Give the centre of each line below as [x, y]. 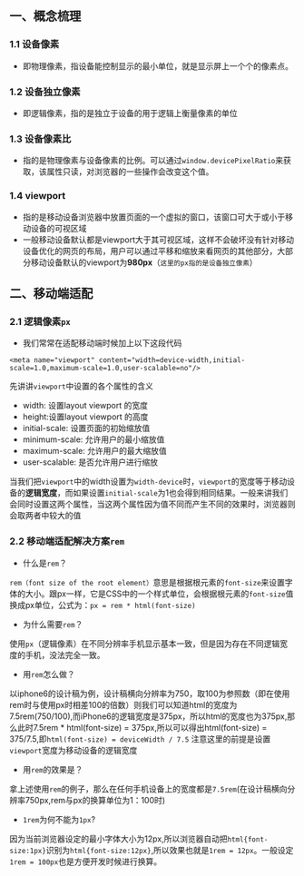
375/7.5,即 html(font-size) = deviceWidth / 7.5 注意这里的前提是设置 [140, 739]
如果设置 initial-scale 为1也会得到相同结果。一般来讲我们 [180, 493]
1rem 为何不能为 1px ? [59, 819]
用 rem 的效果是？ [53, 769]
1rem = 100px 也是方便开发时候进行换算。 [85, 861]
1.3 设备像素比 [40, 139]
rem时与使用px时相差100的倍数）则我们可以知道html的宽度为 [123, 704]
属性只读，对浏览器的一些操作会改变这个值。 [130, 172]
